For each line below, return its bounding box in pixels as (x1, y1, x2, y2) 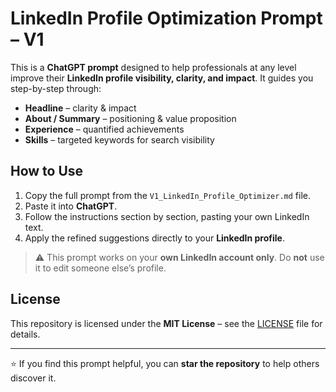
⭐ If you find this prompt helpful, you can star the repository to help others (10, 357, 320, 369)
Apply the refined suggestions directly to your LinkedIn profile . (24, 232, 285, 244)
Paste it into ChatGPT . (24, 200, 118, 212)
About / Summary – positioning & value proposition (24, 112, 237, 124)
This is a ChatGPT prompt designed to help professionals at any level (10, 61, 297, 73)
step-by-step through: (10, 82, 102, 94)
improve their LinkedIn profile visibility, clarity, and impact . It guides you (10, 72, 314, 84)
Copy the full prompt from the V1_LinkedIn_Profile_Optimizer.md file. (24, 189, 311, 201)
